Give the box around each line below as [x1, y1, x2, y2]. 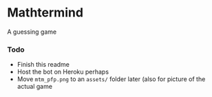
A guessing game [7, 28, 57, 36]
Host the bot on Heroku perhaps [17, 67, 109, 76]
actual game [17, 83, 53, 91]
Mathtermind [7, 5, 84, 21]
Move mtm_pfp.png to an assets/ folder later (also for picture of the [17, 75, 206, 83]
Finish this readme [17, 61, 70, 69]
